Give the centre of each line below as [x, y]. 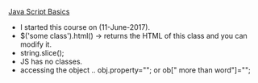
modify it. [36, 44]
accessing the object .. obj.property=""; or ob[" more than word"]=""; [135, 70]
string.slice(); [42, 53]
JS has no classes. [51, 61]
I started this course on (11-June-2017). [85, 27]
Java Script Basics [39, 12]
